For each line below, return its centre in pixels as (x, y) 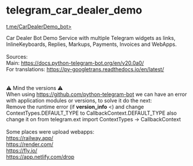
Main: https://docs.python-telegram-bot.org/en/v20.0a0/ (75, 63)
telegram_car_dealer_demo (74, 10)
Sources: (17, 57)
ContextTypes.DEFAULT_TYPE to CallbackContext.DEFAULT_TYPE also (91, 113)
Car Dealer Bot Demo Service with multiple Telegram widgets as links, (91, 38)
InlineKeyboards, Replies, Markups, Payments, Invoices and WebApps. (91, 44)
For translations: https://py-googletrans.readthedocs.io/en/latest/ (85, 69)
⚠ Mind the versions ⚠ (35, 88)
